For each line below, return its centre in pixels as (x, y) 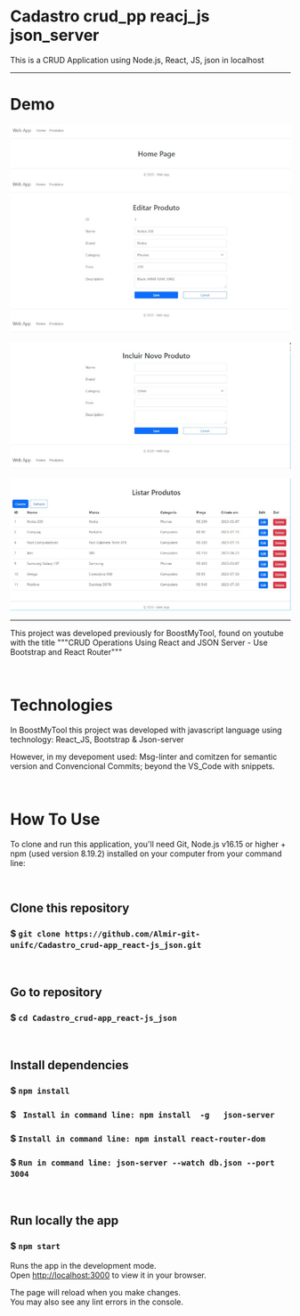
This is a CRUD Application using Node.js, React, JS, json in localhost (137, 60)
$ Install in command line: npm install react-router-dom (138, 1138)
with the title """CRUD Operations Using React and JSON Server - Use (139, 642)
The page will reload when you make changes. (96, 1292)
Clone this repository (70, 908)
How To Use (55, 819)
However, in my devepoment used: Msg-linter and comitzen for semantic (144, 757)
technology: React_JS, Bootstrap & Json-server (97, 740)
